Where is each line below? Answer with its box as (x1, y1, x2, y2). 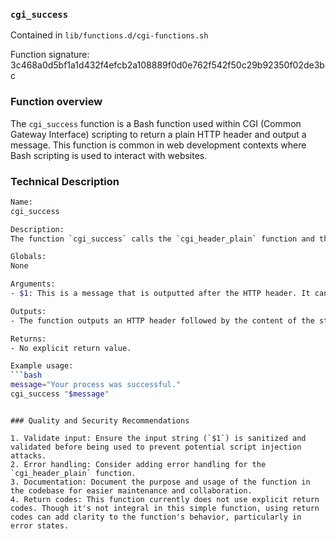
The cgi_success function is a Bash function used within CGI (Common (10, 117, 302, 129)
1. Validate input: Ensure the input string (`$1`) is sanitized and (10, 433, 307, 443)
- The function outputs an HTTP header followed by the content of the (10, 315, 315, 326)
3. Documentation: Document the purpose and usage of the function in (10, 477, 311, 487)
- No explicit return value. (10, 343, 132, 353)
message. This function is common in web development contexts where (10, 139, 307, 151)
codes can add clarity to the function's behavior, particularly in (10, 512, 302, 522)
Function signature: (10, 49, 90, 61)
